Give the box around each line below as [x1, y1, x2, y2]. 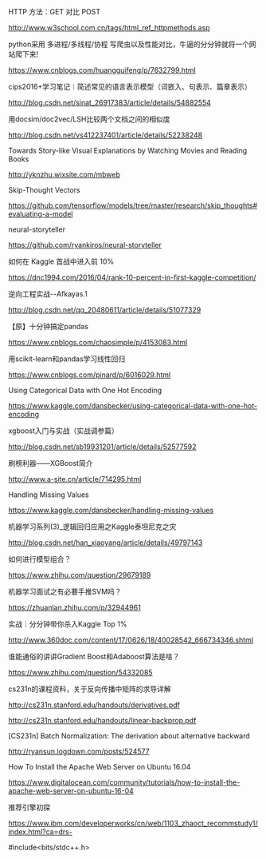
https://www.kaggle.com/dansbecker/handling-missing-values [8, 506, 214, 515]
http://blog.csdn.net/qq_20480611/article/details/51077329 [8, 305, 201, 314]
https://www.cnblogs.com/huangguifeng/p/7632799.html [8, 66, 197, 74]
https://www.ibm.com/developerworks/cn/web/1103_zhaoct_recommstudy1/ [8, 818, 259, 828]
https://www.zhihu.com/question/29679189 [8, 571, 151, 579]
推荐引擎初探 [8, 802, 50, 812]
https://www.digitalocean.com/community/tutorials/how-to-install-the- [8, 777, 241, 787]
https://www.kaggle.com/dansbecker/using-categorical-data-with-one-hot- [8, 401, 257, 410]
